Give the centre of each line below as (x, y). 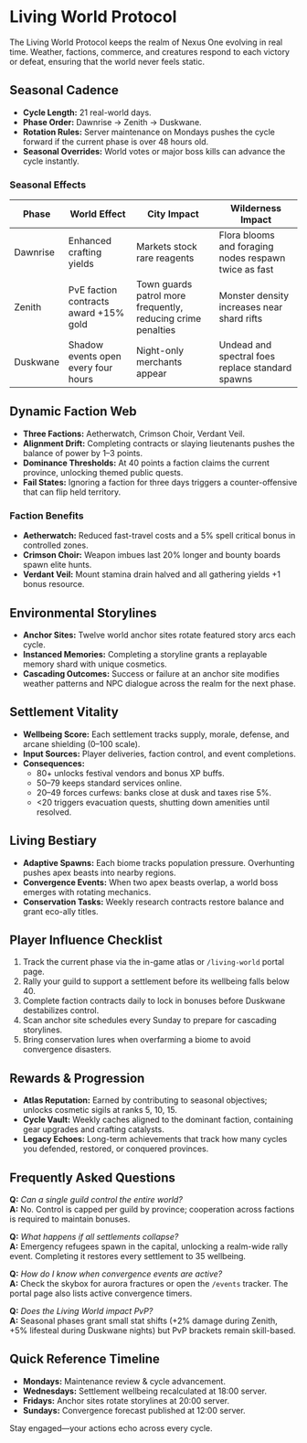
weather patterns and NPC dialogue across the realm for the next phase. (159, 683)
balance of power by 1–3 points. (83, 453)
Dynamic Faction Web (73, 412)
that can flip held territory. (72, 492)
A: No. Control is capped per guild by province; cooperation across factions (152, 1210)
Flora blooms (247, 235)
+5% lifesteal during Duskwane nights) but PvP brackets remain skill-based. (153, 1331)
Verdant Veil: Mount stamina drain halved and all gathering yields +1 (152, 574)
